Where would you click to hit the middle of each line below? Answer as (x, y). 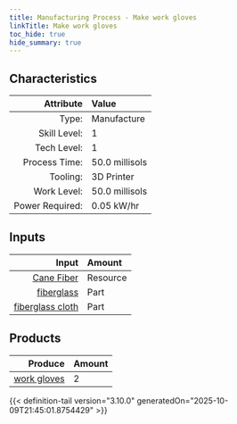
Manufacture (118, 119)
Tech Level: (59, 148)
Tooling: (66, 177)
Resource (107, 278)
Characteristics (53, 78)
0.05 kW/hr (115, 206)
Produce (46, 363)
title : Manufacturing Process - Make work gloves (103, 17)
